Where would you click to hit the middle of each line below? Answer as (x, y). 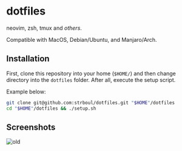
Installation (28, 59)
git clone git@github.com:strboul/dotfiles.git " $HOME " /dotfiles (90, 102)
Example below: (26, 92)
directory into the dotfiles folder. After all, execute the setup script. (91, 79)
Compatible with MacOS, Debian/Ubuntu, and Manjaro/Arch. (82, 39)
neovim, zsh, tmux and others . (44, 28)
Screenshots (31, 127)
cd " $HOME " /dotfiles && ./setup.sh (51, 108)
